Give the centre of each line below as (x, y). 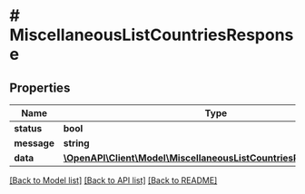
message (34, 143)
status (28, 128)
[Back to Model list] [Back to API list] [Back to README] (113, 180)
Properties (40, 87)
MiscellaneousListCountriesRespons (152, 35)
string (76, 143)
